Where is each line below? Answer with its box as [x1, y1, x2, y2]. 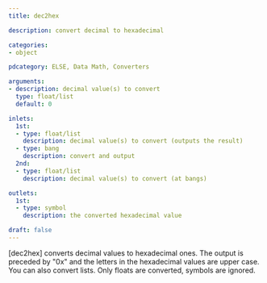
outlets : [8, 189, 38, 198]
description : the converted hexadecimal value [23, 211, 182, 220]
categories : [8, 41, 48, 49]
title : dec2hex [8, 11, 60, 20]
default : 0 [15, 100, 52, 108]
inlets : [8, 114, 35, 123]
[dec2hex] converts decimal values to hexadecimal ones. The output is [8, 248, 244, 258]
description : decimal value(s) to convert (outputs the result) [23, 137, 244, 145]
